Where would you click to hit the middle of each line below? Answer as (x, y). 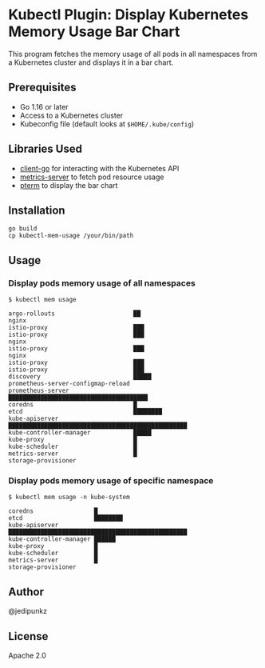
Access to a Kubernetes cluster (71, 115)
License (28, 636)
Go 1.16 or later (44, 106)
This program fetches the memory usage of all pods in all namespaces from (133, 54)
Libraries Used (45, 149)
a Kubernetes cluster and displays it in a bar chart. (91, 62)
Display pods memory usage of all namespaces (102, 283)
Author (26, 592)
